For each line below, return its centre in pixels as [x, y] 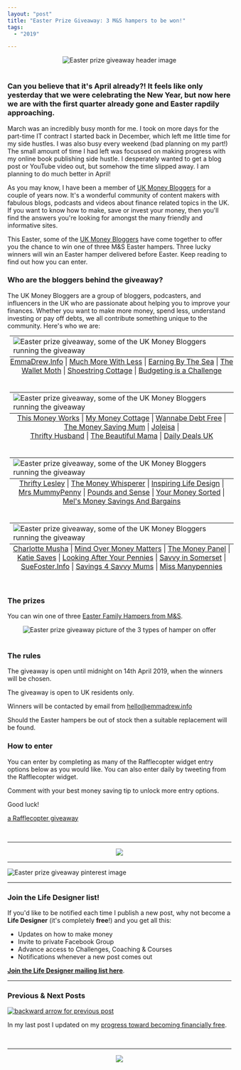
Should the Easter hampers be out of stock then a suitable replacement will [117, 720]
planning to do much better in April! [59, 173]
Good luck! [23, 804]
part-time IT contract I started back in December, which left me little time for [119, 136]
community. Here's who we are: [54, 326]
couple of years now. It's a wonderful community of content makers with [114, 195]
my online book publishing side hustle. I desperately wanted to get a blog [114, 159]
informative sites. [33, 225]
